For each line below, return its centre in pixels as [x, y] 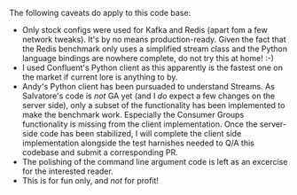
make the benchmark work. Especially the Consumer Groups [133, 115]
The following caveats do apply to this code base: [100, 13]
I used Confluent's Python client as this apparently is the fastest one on [152, 67]
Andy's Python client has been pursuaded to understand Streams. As [148, 86]
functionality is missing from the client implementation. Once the [140, 124]
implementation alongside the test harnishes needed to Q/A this [138, 143]
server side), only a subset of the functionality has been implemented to [153, 105]
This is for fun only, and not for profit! [90, 180]
